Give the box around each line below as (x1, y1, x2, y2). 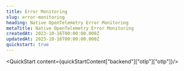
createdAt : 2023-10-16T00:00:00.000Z (6, 31, 100, 37)
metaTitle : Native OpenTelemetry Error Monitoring (6, 25, 134, 31)
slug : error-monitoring (6, 14, 65, 20)
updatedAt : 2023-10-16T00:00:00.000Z (6, 36, 100, 42)
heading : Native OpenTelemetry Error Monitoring (6, 20, 129, 25)
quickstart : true (6, 42, 49, 48)
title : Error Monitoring (6, 8, 68, 15)
